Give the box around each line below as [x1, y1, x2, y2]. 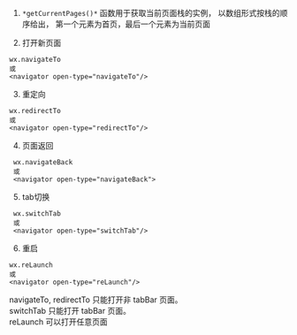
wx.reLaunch [9, 261, 53, 270]
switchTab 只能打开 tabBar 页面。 [9, 306, 131, 316]
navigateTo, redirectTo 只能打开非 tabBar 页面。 [9, 294, 183, 305]
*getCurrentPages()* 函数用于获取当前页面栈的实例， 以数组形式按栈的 [21, 8, 280, 18]
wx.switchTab [12, 209, 62, 218]
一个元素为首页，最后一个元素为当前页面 [63, 19, 210, 29]
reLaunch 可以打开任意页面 [9, 316, 108, 327]
